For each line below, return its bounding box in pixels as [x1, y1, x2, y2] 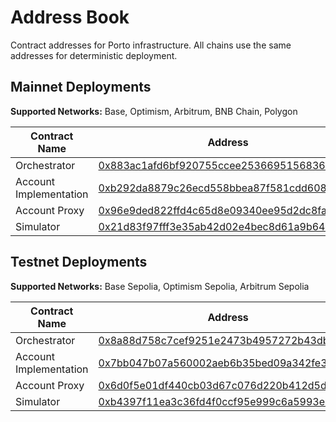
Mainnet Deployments [10, 79, 152, 96]
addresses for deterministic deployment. [10, 49, 178, 61]
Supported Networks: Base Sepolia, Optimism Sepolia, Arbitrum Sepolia [10, 280, 310, 292]
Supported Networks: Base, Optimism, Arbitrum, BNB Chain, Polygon [10, 105, 298, 117]
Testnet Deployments [10, 254, 148, 271]
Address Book [10, 6, 130, 29]
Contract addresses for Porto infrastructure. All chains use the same [10, 39, 292, 51]
